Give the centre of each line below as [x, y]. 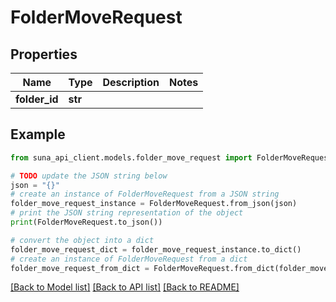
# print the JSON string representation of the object [127, 213]
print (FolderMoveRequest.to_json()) [86, 222]
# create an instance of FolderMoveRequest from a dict [129, 259]
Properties [44, 54]
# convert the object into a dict [82, 240]
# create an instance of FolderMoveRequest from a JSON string [145, 194]
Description [131, 82]
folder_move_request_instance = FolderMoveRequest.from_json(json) [154, 204]
